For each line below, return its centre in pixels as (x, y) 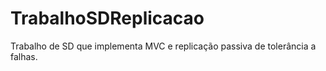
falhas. (24, 56)
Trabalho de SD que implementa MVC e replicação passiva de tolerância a (163, 46)
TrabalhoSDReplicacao (107, 18)
